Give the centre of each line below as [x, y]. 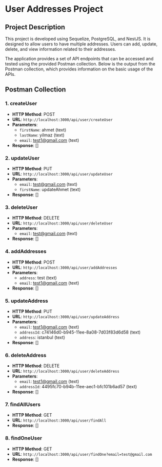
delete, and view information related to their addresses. [61, 49]
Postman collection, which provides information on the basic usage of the [79, 69]
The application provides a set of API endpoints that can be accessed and [79, 59]
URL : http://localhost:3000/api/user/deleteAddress [66, 371]
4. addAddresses [26, 251]
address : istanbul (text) [42, 337]
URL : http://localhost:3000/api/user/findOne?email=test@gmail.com [82, 454]
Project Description [35, 27]
